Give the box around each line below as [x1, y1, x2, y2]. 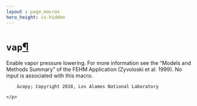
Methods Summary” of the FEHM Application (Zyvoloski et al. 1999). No [6, 66, 182, 73]
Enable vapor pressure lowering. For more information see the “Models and [6, 60, 192, 67]
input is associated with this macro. [6, 72, 93, 79]
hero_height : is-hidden [6, 14, 66, 20]
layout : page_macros [6, 8, 60, 15]
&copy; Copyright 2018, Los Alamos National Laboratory [17, 84, 159, 90]
